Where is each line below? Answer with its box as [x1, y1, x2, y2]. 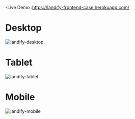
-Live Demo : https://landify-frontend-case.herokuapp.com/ [5, 5, 130, 10]
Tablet [5, 57, 33, 68]
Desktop [5, 22, 42, 34]
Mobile [5, 92, 35, 103]
